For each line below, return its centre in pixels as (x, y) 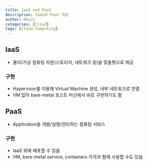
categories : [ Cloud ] (27, 24)
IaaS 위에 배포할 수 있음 (36, 151)
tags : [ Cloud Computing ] (32, 29)
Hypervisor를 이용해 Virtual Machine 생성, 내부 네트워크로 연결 (76, 89)
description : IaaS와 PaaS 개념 (37, 15)
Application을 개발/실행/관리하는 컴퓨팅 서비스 (59, 124)
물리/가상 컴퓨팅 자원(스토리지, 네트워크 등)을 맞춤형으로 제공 (73, 62)
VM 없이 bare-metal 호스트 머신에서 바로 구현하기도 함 (67, 95)
